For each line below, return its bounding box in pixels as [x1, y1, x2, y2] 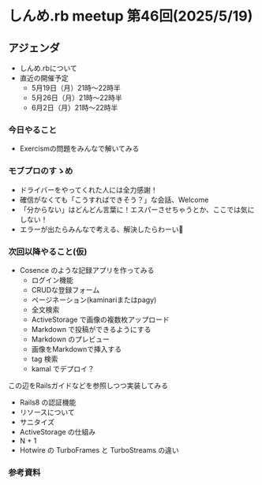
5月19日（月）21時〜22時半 [31, 84, 121, 92]
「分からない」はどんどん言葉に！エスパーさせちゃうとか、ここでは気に [19, 204, 255, 214]
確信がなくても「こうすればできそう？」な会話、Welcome [19, 195, 209, 204]
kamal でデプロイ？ [31, 364, 95, 373]
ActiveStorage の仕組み [19, 427, 96, 436]
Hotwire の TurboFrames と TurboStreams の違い [19, 445, 179, 454]
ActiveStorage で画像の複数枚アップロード [31, 315, 170, 324]
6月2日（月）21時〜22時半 [31, 103, 118, 112]
